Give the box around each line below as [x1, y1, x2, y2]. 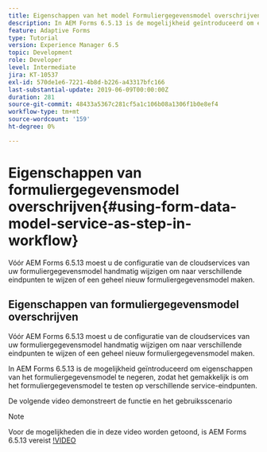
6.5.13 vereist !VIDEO [8, 435, 77, 445]
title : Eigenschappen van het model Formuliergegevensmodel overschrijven [8, 11, 261, 20]
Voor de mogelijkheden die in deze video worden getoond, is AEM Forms [8, 427, 247, 436]
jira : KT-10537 [8, 71, 59, 79]
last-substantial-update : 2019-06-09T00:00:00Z [8, 85, 169, 94]
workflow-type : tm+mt [8, 108, 80, 116]
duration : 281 [8, 93, 56, 101]
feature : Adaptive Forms [8, 26, 91, 34]
